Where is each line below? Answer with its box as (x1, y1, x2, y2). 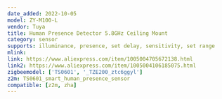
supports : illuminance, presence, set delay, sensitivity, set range (7, 43, 216, 49)
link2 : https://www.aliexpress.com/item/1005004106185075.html (7, 62, 197, 69)
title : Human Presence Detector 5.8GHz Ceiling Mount (7, 29, 169, 37)
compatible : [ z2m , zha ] (7, 82, 77, 89)
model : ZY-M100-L (7, 17, 58, 24)
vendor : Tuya (7, 23, 46, 30)
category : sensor (7, 36, 58, 43)
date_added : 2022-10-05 (7, 10, 77, 17)
